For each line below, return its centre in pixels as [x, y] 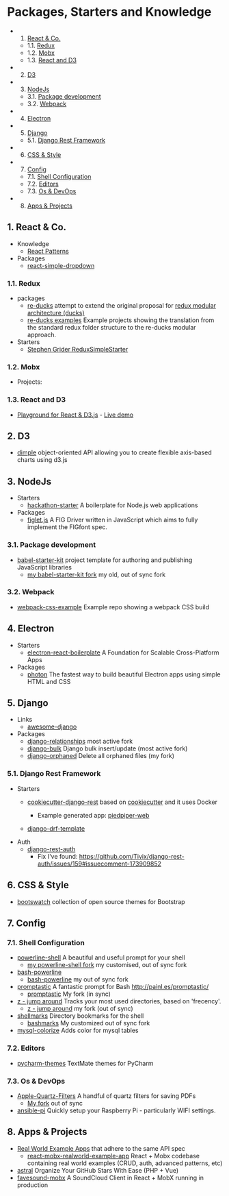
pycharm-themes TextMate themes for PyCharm [85, 1063]
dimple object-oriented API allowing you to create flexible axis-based [114, 452]
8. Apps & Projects [47, 1132]
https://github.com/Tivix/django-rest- [132, 856]
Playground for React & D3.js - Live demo [75, 415]
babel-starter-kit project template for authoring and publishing [105, 560]
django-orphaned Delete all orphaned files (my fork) [101, 756]
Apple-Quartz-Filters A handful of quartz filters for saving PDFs [106, 1096]
